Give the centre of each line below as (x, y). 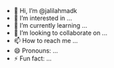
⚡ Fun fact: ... (32, 58)
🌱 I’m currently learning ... (50, 25)
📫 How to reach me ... (46, 41)
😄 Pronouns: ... (36, 51)
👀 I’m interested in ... (43, 18)
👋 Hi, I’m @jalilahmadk (45, 11)
